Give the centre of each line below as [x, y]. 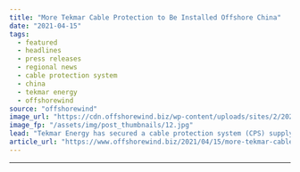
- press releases [50, 59]
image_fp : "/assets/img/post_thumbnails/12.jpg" [101, 126]
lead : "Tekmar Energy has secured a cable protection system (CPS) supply [151, 134]
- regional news [47, 68]
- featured [37, 42]
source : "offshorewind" [54, 109]
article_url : [33, 142]
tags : [19, 34]
